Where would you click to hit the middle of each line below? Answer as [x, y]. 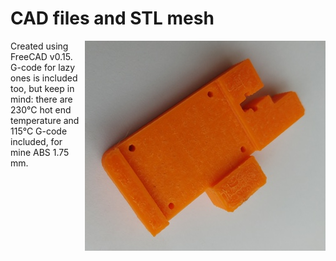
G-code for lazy [43, 67]
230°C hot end [41, 109]
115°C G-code [39, 131]
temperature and [45, 120]
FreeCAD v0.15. [41, 56]
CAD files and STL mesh [112, 18]
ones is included [44, 78]
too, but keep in [42, 88]
